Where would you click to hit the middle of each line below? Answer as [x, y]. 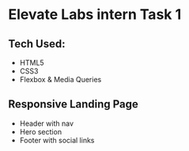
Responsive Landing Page [73, 104]
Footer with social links [57, 140]
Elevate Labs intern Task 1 [95, 15]
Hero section [40, 131]
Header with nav [46, 123]
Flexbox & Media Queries [60, 79]
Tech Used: [37, 44]
